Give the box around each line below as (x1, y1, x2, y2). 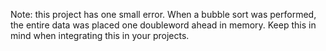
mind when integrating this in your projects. (10, 30, 190, 41)
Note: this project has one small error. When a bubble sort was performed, (10, 9, 317, 20)
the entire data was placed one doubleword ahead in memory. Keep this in (10, 19, 317, 31)
